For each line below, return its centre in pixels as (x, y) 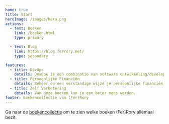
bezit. (11, 117)
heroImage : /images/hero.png (36, 19)
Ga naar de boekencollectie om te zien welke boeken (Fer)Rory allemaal (80, 112)
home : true (17, 10)
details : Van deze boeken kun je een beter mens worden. (75, 93)
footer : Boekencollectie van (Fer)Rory (47, 97)
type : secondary (31, 56)
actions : (14, 24)
